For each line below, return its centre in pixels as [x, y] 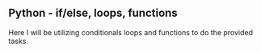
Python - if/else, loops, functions [93, 13]
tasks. [19, 41]
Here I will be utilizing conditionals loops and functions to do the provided [130, 32]
